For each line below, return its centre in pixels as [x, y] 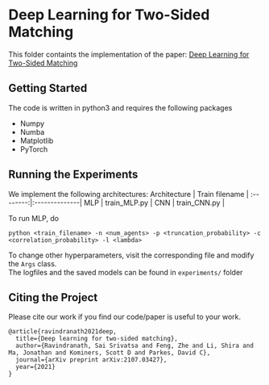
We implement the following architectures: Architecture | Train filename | [129, 194]
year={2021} [36, 367]
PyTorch [34, 149]
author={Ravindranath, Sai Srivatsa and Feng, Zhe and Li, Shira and [134, 346]
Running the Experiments [73, 175]
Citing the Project [53, 297]
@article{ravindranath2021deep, [62, 332]
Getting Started [48, 88]
